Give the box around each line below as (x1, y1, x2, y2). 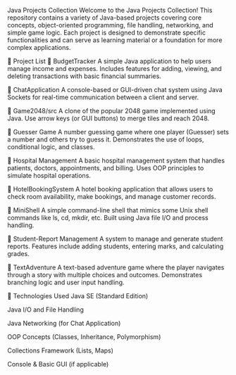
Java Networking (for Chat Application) (7, 319, 121, 327)
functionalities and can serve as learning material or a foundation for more (7, 36, 223, 44)
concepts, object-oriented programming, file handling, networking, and (7, 21, 213, 29)
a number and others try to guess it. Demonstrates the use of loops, (7, 135, 204, 144)
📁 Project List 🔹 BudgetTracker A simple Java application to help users (7, 57, 211, 65)
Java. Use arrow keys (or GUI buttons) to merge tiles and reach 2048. (7, 114, 210, 122)
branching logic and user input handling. (7, 278, 125, 286)
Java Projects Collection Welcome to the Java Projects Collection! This (7, 6, 213, 14)
